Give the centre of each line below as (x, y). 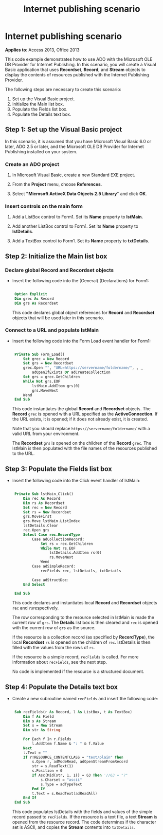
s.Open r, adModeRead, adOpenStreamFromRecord (80, 762)
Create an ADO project (32, 164)
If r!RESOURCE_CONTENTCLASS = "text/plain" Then (73, 757)
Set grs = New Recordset (48, 363)
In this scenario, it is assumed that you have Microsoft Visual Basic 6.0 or (78, 141)
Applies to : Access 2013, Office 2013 (42, 50)
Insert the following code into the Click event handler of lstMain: (76, 481)
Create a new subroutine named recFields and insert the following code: (85, 698)
